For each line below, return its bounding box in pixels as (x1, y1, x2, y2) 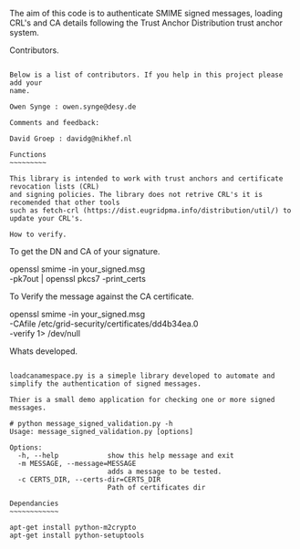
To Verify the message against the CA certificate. (9, 291, 194, 302)
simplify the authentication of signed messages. (9, 379, 202, 388)
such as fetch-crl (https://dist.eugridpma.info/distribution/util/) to (9, 206, 292, 215)
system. (9, 27, 39, 37)
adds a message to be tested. (107, 467, 222, 476)
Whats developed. (9, 346, 78, 357)
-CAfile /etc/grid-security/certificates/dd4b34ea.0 (9, 318, 199, 329)
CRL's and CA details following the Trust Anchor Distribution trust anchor (9, 17, 283, 28)
